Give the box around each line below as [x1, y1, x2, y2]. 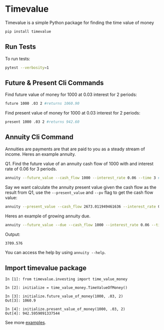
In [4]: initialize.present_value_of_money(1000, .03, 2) [5, 307, 125, 312]
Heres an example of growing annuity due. [5, 213, 91, 219]
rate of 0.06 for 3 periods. [5, 165, 57, 172]
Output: [5, 231, 20, 237]
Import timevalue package [5, 263, 87, 272]
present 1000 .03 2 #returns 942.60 [5, 119, 80, 124]
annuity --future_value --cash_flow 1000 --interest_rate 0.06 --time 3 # [5, 175, 161, 180]
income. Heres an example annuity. [5, 151, 76, 157]
